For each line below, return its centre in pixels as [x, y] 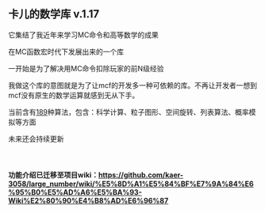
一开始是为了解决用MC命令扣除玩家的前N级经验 [86, 68]
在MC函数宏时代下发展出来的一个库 [66, 51]
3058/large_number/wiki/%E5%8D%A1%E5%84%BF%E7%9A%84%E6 [131, 184]
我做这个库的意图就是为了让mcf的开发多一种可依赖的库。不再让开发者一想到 [133, 85]
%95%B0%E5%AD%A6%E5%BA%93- [75, 192]
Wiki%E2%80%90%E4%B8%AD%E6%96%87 [88, 201]
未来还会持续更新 [36, 139]
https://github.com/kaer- [141, 175]
